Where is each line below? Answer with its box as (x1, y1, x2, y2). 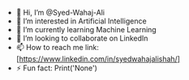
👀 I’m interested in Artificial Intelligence (15, 16, 148, 26)
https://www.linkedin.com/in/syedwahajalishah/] (19, 54, 181, 64)
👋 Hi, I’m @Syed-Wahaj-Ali (15, 8, 105, 17)
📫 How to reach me (15, 43, 84, 52)
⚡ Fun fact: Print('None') (15, 63, 97, 73)
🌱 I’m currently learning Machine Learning (15, 25, 157, 34)
